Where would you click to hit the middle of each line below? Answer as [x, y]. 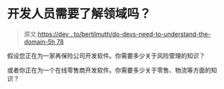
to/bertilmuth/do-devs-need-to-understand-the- [142, 34]
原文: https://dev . [48, 34]
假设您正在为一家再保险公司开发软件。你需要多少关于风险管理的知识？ [106, 56]
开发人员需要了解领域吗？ [79, 14]
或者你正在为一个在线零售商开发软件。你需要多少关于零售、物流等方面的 [109, 70]
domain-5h [39, 41]
